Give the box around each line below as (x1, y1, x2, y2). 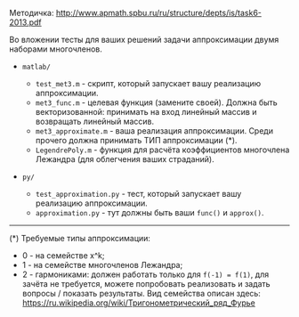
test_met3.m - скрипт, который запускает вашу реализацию (35, 78, 262, 88)
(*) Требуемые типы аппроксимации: (9, 233, 151, 243)
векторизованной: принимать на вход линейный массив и (35, 107, 257, 117)
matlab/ (21, 62, 51, 71)
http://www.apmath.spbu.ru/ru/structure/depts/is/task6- (55, 8, 263, 18)
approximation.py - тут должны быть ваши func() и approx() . (35, 207, 264, 217)
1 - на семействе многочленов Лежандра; (21, 260, 183, 270)
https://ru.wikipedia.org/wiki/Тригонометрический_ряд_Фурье (21, 297, 255, 308)
